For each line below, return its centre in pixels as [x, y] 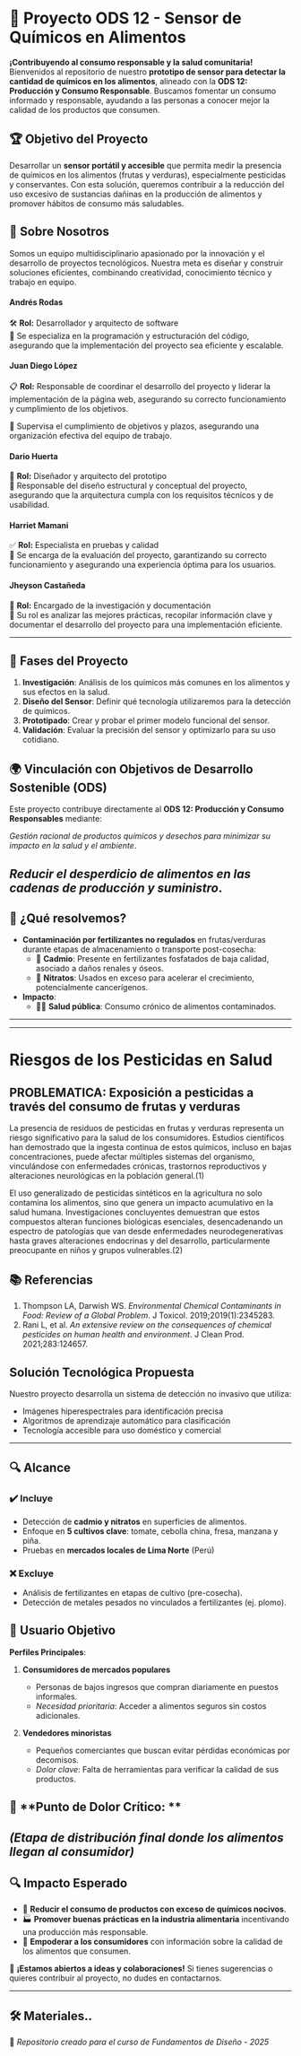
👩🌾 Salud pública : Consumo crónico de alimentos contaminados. [156, 1006]
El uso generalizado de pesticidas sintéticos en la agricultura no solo [136, 1193]
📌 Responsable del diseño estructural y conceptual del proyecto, [129, 486]
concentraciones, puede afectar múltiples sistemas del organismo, [132, 1157]
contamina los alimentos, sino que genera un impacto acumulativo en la [142, 1203]
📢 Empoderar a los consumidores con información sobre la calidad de [153, 1942]
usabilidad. [30, 505]
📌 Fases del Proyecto [69, 661]
